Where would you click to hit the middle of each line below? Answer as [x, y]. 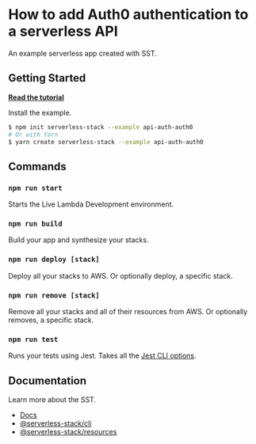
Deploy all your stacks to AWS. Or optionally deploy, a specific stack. [121, 275]
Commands [38, 167]
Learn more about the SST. [52, 400]
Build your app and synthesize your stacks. [78, 240]
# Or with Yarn [33, 135]
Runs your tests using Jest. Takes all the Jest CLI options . [102, 356]
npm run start [35, 188]
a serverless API [63, 31]
